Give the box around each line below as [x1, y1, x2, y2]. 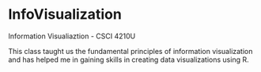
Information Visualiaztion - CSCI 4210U [8, 31, 136, 41]
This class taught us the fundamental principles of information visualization [8, 46, 253, 56]
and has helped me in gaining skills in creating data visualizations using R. [8, 55, 249, 64]
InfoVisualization [8, 5, 123, 23]
